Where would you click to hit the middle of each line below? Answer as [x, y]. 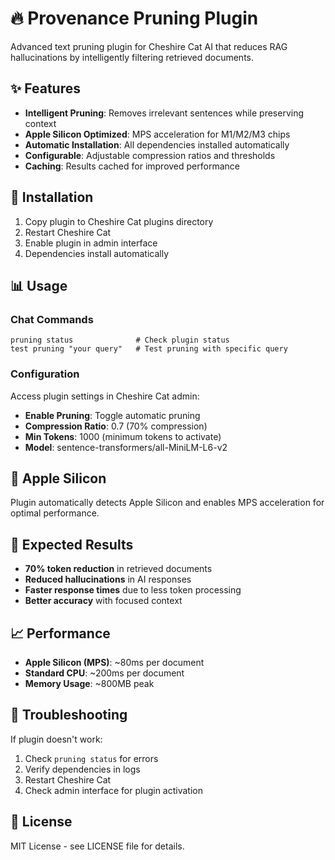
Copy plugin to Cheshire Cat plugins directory [119, 221]
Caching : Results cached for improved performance [132, 166]
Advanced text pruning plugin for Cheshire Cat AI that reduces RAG [149, 46]
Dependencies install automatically [97, 253]
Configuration [45, 374]
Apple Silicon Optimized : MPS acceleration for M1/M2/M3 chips [157, 134]
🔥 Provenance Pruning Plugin [134, 18]
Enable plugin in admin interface [91, 243]
